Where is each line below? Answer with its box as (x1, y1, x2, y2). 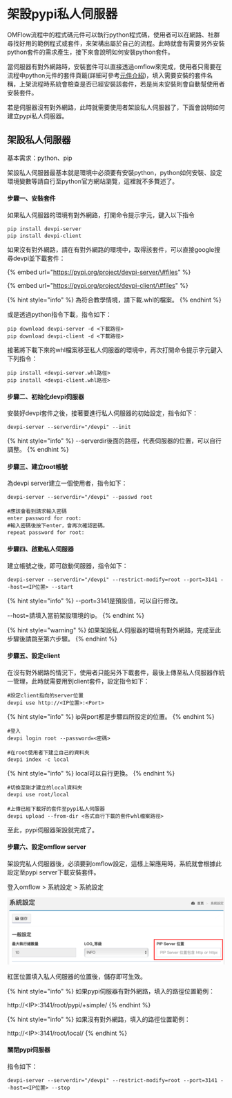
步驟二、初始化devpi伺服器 (7, 392, 84, 401)
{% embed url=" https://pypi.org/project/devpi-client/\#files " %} (7, 281, 188, 289)
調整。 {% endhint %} (7, 446, 69, 454)
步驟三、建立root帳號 (7, 462, 68, 470)
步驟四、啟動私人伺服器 (7, 545, 74, 553)
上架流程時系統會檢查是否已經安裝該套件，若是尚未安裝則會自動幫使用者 (19, 80, 225, 88)
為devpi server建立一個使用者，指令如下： (7, 479, 128, 488)
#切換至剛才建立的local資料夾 (7, 784, 83, 791)
